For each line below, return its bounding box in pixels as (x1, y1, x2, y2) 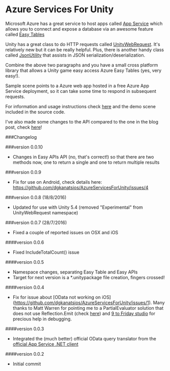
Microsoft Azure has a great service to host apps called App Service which (5, 20, 163, 27)
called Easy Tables (5, 31, 45, 37)
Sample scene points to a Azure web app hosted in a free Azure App (5, 83, 150, 89)
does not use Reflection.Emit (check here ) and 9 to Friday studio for (12, 310, 156, 316)
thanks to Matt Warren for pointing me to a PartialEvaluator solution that (12, 305, 164, 311)
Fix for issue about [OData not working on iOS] (12, 294, 111, 300)
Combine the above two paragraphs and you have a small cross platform (5, 62, 158, 68)
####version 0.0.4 (5, 284, 44, 290)
